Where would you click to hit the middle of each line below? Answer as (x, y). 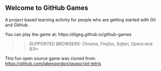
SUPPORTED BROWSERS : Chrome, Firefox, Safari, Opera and (91, 44)
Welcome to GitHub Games (47, 8)
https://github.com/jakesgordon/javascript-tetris (53, 63)
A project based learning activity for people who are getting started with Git (80, 19)
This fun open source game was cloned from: (50, 58)
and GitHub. (17, 25)
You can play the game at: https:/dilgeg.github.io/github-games (68, 34)
